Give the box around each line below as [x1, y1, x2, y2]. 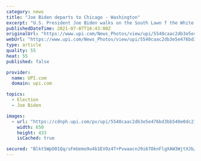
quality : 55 [6, 48, 36, 54]
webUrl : [6, 36, 26, 42]
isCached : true [17, 135, 55, 141]
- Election [11, 97, 39, 103]
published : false [6, 58, 50, 64]
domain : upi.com [11, 80, 52, 86]
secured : [6, 146, 28, 152]
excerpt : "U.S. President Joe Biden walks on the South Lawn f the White [6, 20, 194, 26]
